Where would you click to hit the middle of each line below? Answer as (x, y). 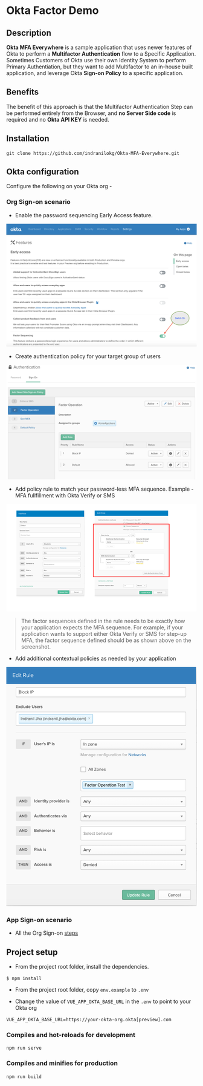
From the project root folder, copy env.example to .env (82, 990)
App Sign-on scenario (39, 920)
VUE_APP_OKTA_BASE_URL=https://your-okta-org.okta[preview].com (89, 1020)
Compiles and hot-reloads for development (71, 1035)
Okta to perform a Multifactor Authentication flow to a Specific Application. (101, 54)
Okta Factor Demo (53, 11)
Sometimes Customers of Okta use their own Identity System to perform (96, 60)
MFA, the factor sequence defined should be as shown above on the (106, 640)
